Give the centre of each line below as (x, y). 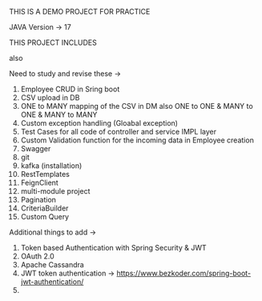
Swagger (36, 148)
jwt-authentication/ (52, 282)
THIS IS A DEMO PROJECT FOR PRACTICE (80, 12)
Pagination (38, 200)
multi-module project (55, 191)
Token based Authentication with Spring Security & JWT (113, 248)
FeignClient (39, 183)
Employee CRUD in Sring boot (70, 89)
